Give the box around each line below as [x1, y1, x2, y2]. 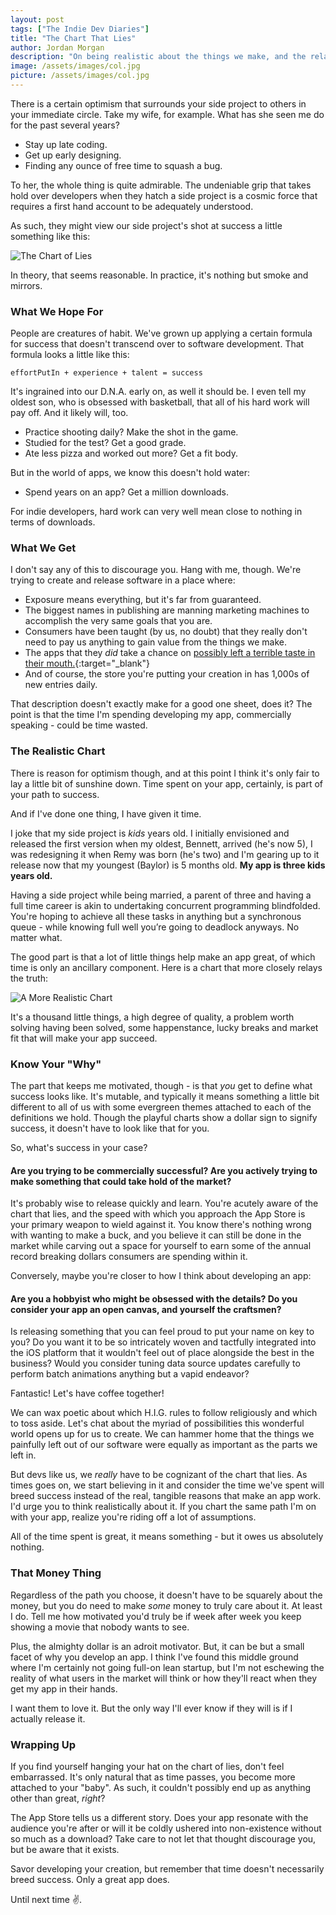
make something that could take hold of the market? [10, 1175, 232, 1187]
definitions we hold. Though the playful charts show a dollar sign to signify [10, 1112, 318, 1124]
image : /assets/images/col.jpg [10, 61, 141, 71]
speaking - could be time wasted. [10, 719, 148, 731]
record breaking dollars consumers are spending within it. [10, 1251, 248, 1263]
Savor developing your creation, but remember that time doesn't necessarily [10, 1863, 325, 1875]
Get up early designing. [24, 149, 122, 161]
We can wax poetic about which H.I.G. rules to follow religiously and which [10, 1407, 318, 1419]
